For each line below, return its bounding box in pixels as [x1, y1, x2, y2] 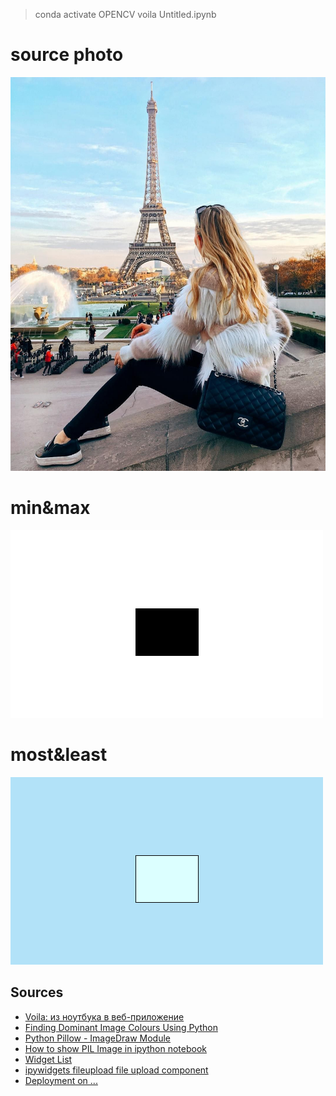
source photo [10, 44, 124, 66]
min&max [10, 497, 91, 519]
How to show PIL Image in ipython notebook [24, 1042, 207, 1054]
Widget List [24, 1053, 73, 1065]
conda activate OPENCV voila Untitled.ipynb [34, 9, 217, 20]
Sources [10, 984, 64, 1001]
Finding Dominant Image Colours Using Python [24, 1021, 218, 1033]
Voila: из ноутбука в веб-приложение [24, 1010, 185, 1023]
